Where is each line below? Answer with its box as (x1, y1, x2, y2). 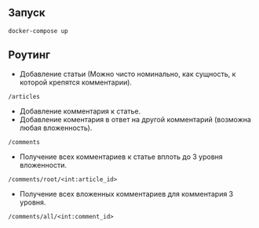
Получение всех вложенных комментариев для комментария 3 (19, 189, 234, 198)
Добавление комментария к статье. (19, 106, 141, 116)
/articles (8, 92, 41, 100)
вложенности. (19, 160, 67, 169)
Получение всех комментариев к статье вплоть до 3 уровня (19, 152, 224, 161)
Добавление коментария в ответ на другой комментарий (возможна (19, 114, 251, 124)
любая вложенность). (19, 123, 93, 132)
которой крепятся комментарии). (19, 78, 132, 87)
